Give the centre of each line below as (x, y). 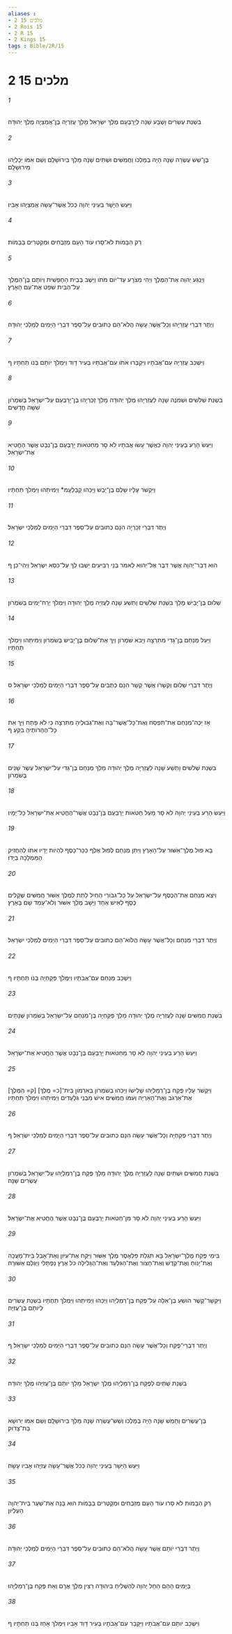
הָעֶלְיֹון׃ (16, 1511)
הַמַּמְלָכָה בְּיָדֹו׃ (25, 858)
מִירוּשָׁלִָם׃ (19, 167)
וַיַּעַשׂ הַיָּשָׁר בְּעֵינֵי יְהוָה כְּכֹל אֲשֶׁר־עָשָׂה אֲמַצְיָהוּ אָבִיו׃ (70, 204)
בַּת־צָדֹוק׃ (19, 1428)
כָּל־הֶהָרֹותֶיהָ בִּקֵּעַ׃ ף (32, 730)
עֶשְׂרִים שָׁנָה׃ (23, 1180)
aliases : (22, 14)
